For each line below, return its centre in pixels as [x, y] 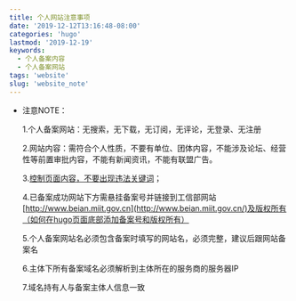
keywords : [28, 51]
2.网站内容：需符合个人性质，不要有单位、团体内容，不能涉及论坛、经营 [154, 148]
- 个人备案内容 [41, 59]
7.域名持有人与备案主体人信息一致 [84, 287]
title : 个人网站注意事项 [50, 17]
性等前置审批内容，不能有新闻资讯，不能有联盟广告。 [120, 159]
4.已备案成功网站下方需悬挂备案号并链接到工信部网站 [119, 197]
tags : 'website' [39, 76]
